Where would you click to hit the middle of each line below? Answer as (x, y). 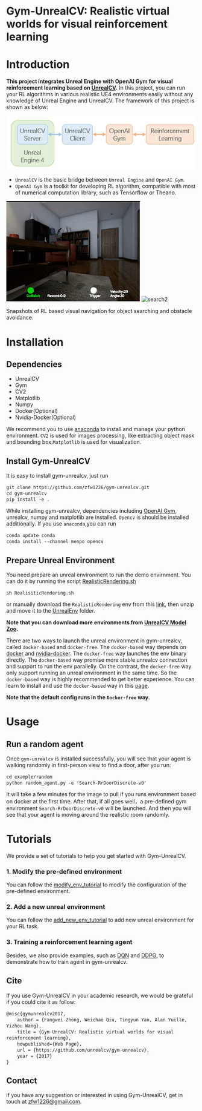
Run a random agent (45, 744)
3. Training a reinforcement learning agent (69, 942)
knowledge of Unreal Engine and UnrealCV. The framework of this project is (100, 101)
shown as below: (27, 107)
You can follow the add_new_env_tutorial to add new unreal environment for (100, 920)
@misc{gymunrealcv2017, (36, 1014)
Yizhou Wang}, (24, 1026)
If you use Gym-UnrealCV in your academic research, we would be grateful (100, 995)
